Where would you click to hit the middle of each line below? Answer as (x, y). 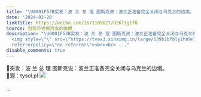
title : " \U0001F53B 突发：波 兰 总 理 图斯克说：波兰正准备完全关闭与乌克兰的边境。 (100, 12)
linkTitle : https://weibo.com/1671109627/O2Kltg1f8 (72, 23)
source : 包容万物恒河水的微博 (39, 28)
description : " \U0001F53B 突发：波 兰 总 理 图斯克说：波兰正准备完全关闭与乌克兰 (99, 34)
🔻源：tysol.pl (22, 76)
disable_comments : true (36, 51)
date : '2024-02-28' (31, 17)
